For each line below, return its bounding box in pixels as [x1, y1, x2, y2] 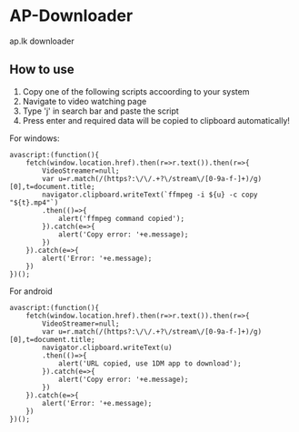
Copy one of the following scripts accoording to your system [22, 85, 250, 96]
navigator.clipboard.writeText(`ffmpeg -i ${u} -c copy [42, 190, 258, 199]
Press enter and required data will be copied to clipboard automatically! [22, 115, 291, 126]
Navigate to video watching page [22, 95, 147, 106]
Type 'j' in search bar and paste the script [22, 105, 179, 116]
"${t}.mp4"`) [9, 197, 59, 207]
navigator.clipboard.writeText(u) [42, 343, 173, 352]
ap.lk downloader [9, 35, 75, 46]
